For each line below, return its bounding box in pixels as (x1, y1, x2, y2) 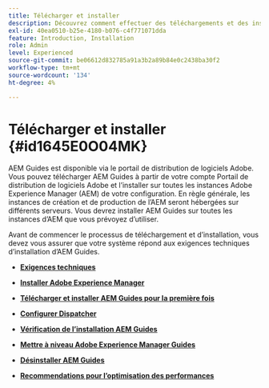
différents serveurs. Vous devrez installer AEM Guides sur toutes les (8, 206, 233, 216)
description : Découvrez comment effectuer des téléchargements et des (8, 19, 249, 27)
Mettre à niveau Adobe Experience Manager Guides (19, 340, 196, 350)
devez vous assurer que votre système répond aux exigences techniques (8, 238, 250, 248)
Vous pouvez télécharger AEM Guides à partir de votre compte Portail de (8, 172, 249, 182)
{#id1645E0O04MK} (8, 137, 148, 155)
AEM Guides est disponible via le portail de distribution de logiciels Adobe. (8, 163, 255, 173)
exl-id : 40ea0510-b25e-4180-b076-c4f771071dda (8, 26, 167, 34)
